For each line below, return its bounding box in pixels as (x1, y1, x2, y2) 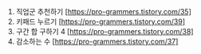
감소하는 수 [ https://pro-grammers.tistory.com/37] (15, 37, 179, 46)
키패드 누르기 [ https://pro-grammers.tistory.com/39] (15, 17, 186, 26)
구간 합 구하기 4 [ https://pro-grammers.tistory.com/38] (15, 27, 194, 36)
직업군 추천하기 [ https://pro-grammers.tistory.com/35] (15, 7, 191, 16)
